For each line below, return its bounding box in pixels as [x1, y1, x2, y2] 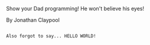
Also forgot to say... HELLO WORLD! [6, 33, 96, 39]
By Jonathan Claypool [6, 17, 60, 23]
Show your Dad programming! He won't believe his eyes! [6, 5, 145, 12]
